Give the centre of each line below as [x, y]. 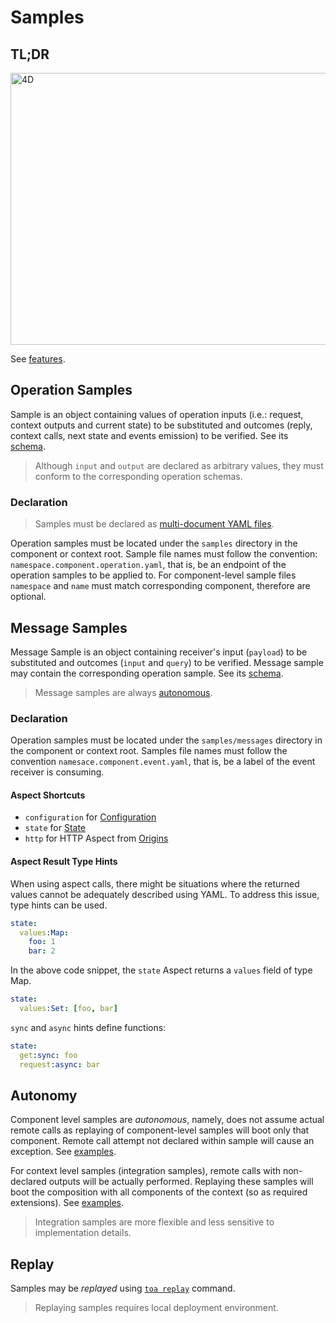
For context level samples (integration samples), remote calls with [146, 1171]
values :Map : [44, 932]
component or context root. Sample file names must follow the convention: [164, 554]
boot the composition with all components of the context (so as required [159, 1192]
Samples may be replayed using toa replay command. [123, 1288]
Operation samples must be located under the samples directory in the [154, 543]
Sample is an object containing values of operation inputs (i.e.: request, [157, 414]
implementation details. [83, 1233]
